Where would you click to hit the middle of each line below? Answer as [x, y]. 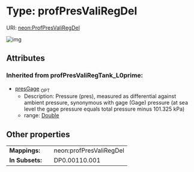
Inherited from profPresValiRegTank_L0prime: [74, 75]
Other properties [38, 134]
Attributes [26, 58]
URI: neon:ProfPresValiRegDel [43, 28]
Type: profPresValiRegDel [72, 11]
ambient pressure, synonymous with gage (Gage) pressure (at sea [106, 103]
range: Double [41, 115]
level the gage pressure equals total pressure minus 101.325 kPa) [104, 109]
